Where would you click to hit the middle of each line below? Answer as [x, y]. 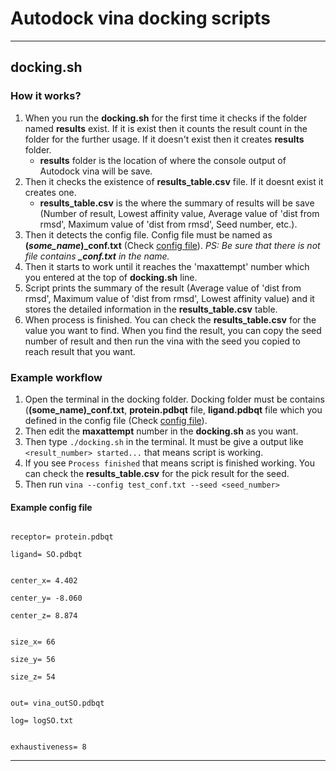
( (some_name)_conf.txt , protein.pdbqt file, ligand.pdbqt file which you [173, 409]
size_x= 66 [33, 642]
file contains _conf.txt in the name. [97, 256]
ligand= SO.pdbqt [46, 555]
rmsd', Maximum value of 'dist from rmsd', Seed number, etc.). [168, 224]
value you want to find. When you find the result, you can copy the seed [173, 330]
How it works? [46, 96]
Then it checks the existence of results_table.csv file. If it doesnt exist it [174, 181]
